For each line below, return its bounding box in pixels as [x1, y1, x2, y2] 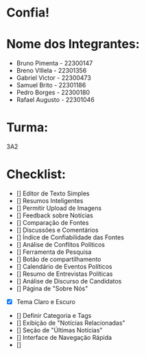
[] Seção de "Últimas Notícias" [16, 326, 104, 334]
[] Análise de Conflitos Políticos [16, 241, 106, 248]
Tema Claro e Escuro [16, 298, 76, 305]
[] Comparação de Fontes [16, 219, 89, 226]
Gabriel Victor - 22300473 [16, 74, 92, 82]
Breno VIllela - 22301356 [16, 67, 87, 75]
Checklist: [6, 166, 66, 182]
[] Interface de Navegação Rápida [16, 334, 112, 342]
